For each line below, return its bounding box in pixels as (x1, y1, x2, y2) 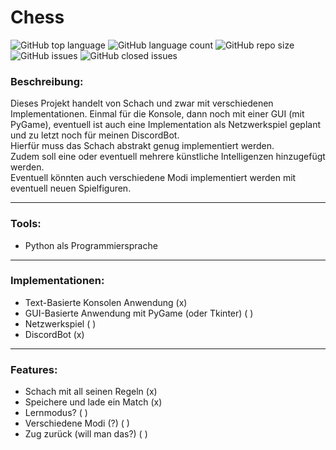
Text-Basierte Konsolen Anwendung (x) (24, 296, 188, 308)
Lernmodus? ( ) (24, 407, 88, 419)
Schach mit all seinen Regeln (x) (24, 386, 158, 398)
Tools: (10, 217, 42, 231)
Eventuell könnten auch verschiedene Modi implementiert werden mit (10, 172, 297, 184)
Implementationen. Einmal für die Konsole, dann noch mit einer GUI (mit (10, 108, 305, 120)
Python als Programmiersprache (24, 239, 158, 251)
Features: (10, 362, 58, 376)
